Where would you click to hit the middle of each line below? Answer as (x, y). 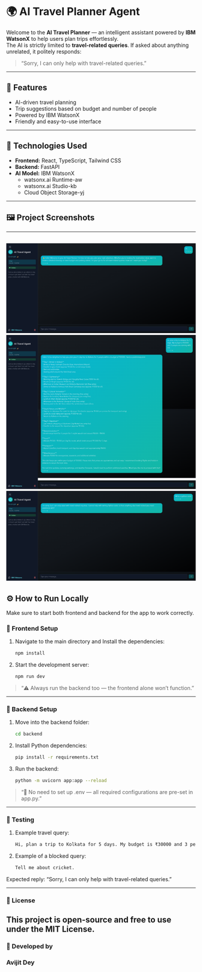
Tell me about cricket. (45, 868)
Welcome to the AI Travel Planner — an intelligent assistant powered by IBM (101, 32)
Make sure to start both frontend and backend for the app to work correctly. (100, 613)
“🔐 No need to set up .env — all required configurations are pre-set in (107, 792)
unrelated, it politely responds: (44, 51)
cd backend (29, 734)
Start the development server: (52, 665)
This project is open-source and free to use (89, 920)
